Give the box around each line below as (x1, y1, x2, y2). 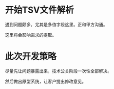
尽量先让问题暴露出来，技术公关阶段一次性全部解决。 (5, 68, 112, 74)
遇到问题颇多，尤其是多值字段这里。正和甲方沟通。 (5, 22, 108, 27)
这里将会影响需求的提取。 (5, 32, 57, 38)
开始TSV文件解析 (5, 4, 74, 16)
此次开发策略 (5, 51, 57, 62)
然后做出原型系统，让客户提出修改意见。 (5, 78, 86, 84)
